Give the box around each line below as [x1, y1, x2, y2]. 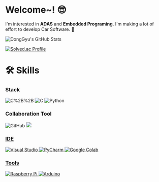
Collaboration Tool [5, 111, 52, 118]
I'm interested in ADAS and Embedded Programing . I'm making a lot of [5, 21, 154, 27]
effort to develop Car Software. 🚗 [5, 26, 75, 32]
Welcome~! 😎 [5, 4, 67, 16]
